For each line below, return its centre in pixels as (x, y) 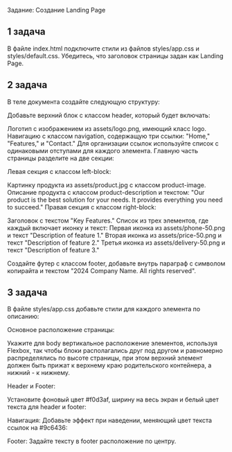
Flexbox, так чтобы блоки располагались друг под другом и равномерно (115, 351)
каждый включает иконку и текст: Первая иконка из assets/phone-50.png (116, 227)
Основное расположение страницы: (61, 330)
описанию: (23, 316)
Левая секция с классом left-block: (59, 171)
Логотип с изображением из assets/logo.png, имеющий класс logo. (107, 128)
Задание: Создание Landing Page (56, 10)
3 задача (27, 293)
